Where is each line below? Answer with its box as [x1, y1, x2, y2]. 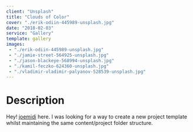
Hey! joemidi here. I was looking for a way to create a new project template [6, 113, 187, 120]
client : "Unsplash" [6, 8, 54, 15]
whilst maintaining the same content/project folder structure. [6, 120, 153, 127]
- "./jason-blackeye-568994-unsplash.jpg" [8, 57, 115, 63]
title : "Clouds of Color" [6, 14, 69, 20]
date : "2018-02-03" [6, 25, 54, 31]
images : [6, 42, 25, 48]
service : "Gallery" [6, 31, 54, 36]
